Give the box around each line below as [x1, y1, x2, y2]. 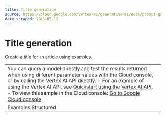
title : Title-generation [5, 7, 56, 12]
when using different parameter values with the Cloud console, [7, 71, 153, 78]
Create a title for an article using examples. [5, 54, 93, 60]
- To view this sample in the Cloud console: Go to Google [7, 90, 140, 97]
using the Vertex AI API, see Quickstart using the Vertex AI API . [7, 83, 153, 90]
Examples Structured [7, 104, 56, 111]
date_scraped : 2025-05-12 [5, 16, 58, 21]
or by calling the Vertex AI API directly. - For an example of [7, 78, 144, 84]
